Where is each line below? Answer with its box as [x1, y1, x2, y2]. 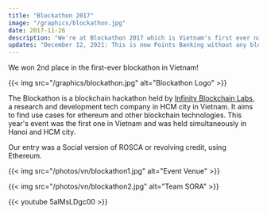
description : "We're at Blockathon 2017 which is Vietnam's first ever [8, 33, 250, 42]
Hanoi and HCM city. [8, 128, 76, 137]
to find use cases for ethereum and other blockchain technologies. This [8, 110, 242, 120]
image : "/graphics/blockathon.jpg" [8, 19, 126, 27]
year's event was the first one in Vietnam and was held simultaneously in [8, 119, 247, 128]
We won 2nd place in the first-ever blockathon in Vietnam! [8, 63, 199, 72]
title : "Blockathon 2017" [8, 11, 94, 20]
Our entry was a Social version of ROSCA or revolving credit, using [8, 143, 226, 152]
